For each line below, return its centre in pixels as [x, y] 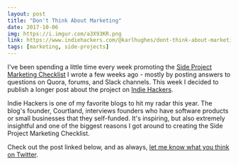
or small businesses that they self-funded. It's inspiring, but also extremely [116, 118]
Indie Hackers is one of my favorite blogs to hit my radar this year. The [110, 103]
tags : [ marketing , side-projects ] [58, 47]
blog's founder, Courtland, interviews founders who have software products [118, 111]
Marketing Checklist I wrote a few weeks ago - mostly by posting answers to [119, 74]
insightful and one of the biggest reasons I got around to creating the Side [115, 126]
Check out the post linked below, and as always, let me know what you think [118, 147]
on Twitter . [23, 154]
